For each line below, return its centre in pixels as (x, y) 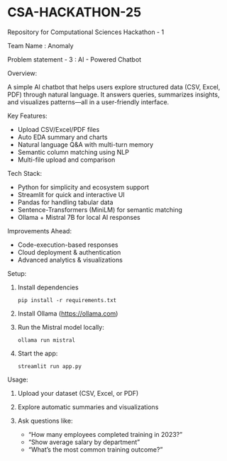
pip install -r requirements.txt (67, 300)
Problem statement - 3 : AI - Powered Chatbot (74, 59)
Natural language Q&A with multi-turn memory (85, 144)
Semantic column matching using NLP (73, 152)
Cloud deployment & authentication (69, 252)
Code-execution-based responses (68, 245)
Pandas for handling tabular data (65, 202)
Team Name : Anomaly (40, 45)
